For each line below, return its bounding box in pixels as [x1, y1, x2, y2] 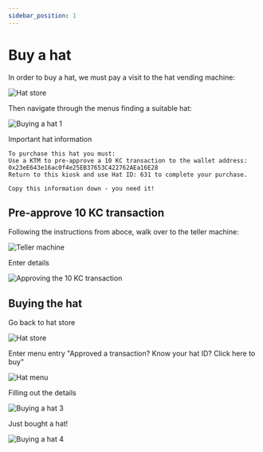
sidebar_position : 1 [8, 11, 77, 20]
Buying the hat [8, 297, 82, 310]
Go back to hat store [8, 318, 76, 328]
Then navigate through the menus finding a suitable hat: [8, 103, 193, 112]
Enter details [8, 258, 49, 268]
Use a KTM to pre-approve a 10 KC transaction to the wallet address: [8, 156, 248, 164]
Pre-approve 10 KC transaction [8, 206, 165, 219]
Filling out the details [8, 388, 77, 398]
